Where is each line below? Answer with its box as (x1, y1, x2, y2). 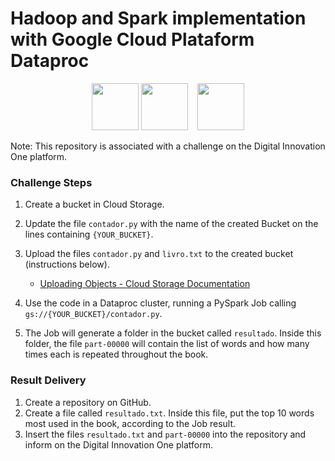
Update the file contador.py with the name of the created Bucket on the (24, 218, 319, 230)
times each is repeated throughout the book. (24, 348, 209, 361)
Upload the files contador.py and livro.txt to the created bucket (24, 248, 294, 260)
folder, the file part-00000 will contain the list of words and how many (24, 338, 310, 350)
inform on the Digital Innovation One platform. (24, 438, 213, 451)
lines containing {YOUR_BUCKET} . (24, 228, 154, 241)
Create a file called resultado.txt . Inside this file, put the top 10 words (24, 407, 315, 419)
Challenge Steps (10, 175, 93, 189)
